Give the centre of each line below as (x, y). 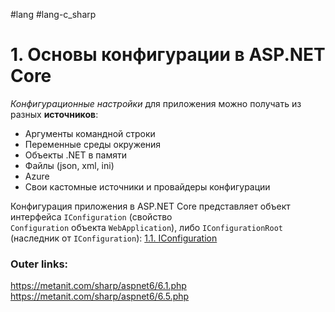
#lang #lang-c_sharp (53, 14)
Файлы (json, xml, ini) (69, 165)
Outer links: (39, 264)
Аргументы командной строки (90, 133)
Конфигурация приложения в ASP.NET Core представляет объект (150, 206)
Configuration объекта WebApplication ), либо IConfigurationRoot (146, 227)
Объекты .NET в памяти (75, 155)
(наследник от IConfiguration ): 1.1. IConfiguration (114, 238)
